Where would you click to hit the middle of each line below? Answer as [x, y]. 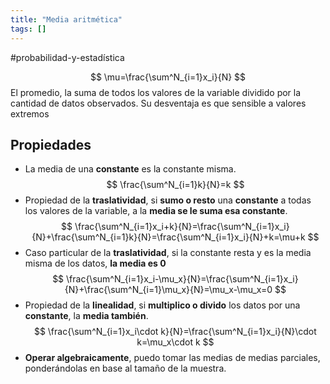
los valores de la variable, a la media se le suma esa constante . [156, 211]
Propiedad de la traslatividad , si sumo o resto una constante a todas [168, 200]
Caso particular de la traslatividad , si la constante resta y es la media [168, 253]
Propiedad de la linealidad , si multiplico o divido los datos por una [162, 305]
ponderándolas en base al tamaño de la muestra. [125, 368]
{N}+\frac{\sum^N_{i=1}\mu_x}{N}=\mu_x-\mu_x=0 [168, 290]
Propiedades [51, 144]
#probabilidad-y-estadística [67, 57]
